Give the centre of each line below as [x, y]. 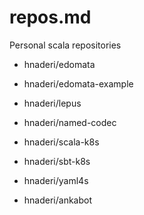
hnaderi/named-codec [70, 122]
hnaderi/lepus [52, 103]
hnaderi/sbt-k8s [57, 161]
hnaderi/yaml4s [56, 180]
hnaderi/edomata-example [78, 83]
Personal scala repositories [65, 45]
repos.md [50, 17]
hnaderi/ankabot [58, 200]
